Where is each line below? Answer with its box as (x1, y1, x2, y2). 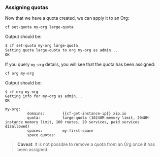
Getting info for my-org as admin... (5, 93, 83, 99)
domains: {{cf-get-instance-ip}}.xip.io (27, 111, 127, 116)
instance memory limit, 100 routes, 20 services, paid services (5, 119, 140, 124)
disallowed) (5, 124, 30, 129)
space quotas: (27, 132, 56, 137)
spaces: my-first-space (27, 128, 94, 133)
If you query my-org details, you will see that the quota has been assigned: (5, 61, 156, 67)
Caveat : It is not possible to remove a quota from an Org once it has (17, 141, 155, 147)
